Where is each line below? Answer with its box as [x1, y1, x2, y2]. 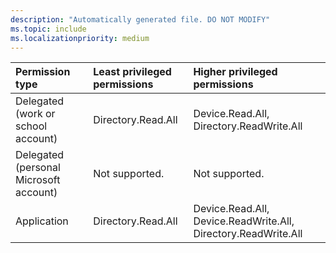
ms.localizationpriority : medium [10, 33, 150, 43]
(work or [15, 107, 56, 121]
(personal [15, 161, 61, 175]
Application [15, 214, 69, 228]
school [15, 119, 48, 133]
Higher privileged [193, 65, 278, 79]
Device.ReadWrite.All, [193, 214, 295, 228]
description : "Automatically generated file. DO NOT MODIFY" [10, 14, 271, 25]
